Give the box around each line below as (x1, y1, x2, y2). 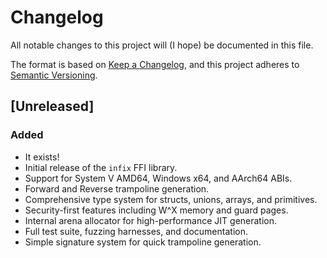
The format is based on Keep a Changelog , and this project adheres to (10, 58, 300, 70)
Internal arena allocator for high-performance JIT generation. (24, 214, 278, 226)
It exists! (24, 151, 60, 163)
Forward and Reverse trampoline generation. (24, 182, 210, 195)
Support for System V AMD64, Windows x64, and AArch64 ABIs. (24, 172, 293, 184)
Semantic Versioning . (10, 69, 98, 81)
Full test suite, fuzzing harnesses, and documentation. (24, 225, 248, 237)
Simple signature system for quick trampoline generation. (24, 236, 262, 248)
